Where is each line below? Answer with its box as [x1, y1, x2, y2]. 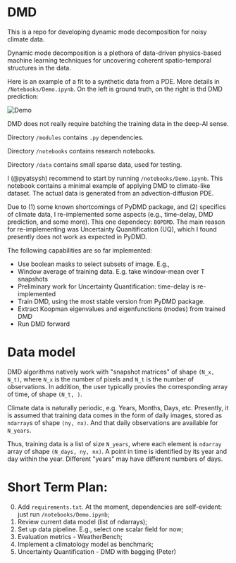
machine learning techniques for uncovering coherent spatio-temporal [7, 56, 211, 64]
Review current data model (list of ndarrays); [17, 517, 148, 526]
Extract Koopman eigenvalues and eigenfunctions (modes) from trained [17, 304, 225, 313]
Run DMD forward [17, 320, 70, 328]
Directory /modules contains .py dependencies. [7, 133, 144, 141]
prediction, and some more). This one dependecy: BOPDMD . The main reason [7, 217, 225, 226]
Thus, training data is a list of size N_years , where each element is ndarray [7, 439, 222, 448]
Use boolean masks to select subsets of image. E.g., [17, 260, 170, 268]
